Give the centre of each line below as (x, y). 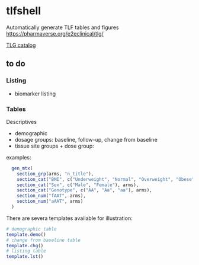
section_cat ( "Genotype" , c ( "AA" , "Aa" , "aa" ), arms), (84, 190)
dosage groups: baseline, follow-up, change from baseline (86, 139)
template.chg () (25, 245)
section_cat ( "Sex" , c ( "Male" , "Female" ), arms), (78, 185)
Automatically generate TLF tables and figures (63, 27)
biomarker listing (35, 94)
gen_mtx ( (22, 168)
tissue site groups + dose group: (54, 146)
